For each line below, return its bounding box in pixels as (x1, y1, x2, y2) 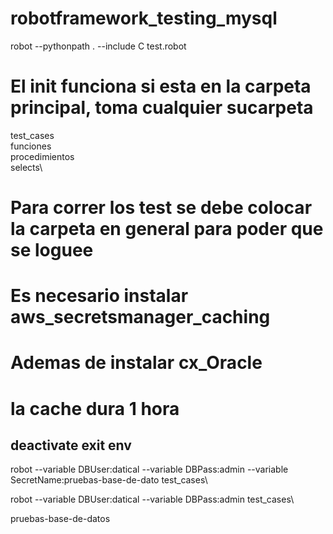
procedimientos (10, 150, 75, 162)
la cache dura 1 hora (10, 397, 180, 420)
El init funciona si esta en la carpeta (10, 75, 312, 98)
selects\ (10, 161, 43, 173)
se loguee (10, 239, 94, 262)
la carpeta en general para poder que (10, 218, 324, 241)
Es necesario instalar (10, 285, 189, 307)
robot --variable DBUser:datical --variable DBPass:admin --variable (10, 463, 289, 476)
